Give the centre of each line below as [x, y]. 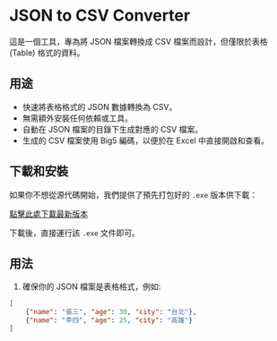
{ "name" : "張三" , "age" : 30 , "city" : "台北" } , [111, 312]
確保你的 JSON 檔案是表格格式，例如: [91, 286]
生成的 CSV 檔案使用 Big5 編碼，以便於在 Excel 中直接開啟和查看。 [146, 141]
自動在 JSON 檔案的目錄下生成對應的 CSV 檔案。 [113, 129]
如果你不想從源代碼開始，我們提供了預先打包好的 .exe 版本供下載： [134, 194]
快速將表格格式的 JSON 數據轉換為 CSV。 [100, 107]
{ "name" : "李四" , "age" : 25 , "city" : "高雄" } [109, 320]
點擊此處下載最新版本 [48, 213]
